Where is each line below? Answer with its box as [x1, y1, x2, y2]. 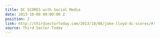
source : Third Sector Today [5, 26, 63, 31]
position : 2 [5, 16, 30, 21]
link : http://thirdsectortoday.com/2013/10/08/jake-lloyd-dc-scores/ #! [5, 21, 156, 26]
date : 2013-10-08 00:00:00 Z [5, 12, 65, 17]
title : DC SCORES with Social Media [5, 7, 80, 12]
